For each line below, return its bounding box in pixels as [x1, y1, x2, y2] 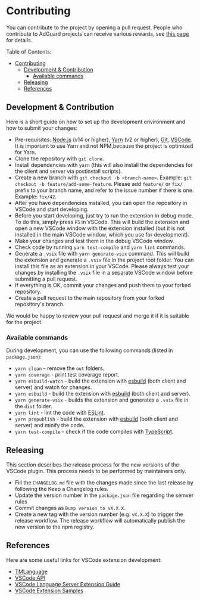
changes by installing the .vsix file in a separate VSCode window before [14, 269, 193, 276]
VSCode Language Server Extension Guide [14, 580, 121, 587]
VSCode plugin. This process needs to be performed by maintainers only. [6, 467, 186, 474]
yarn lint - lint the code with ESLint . [14, 409, 105, 416]
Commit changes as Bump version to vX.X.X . [14, 504, 126, 511]
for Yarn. [14, 148, 37, 156]
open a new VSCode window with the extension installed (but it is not [14, 225, 185, 232]
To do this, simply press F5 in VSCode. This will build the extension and [14, 218, 189, 225]
